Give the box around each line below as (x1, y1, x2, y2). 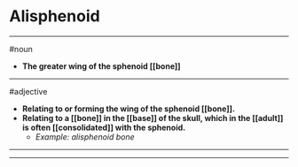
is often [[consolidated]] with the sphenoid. (21, 122, 186, 133)
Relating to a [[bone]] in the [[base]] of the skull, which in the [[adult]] (21, 112, 284, 123)
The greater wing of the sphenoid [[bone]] (21, 60, 181, 72)
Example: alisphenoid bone (35, 131, 135, 142)
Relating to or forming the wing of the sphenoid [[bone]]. (21, 103, 235, 114)
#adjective (9, 86, 48, 96)
